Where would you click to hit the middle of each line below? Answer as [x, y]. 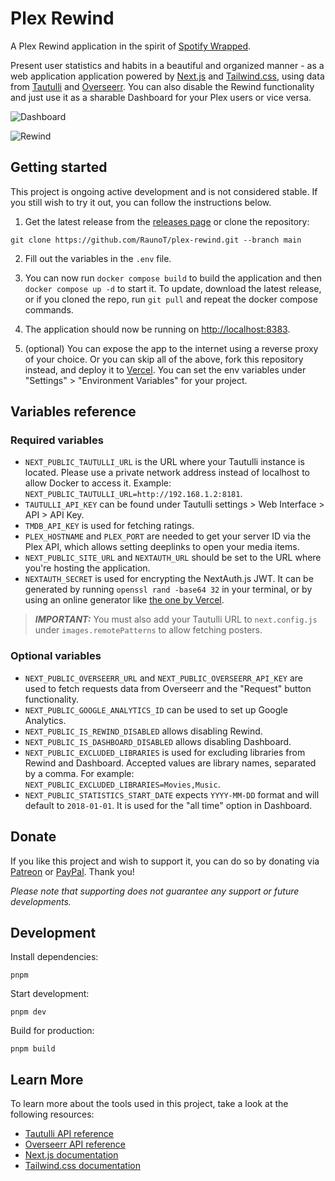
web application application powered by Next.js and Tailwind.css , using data [167, 76]
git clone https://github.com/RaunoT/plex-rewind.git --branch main [156, 240]
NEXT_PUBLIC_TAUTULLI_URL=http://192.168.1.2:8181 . [133, 494]
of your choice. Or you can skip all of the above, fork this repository [164, 359]
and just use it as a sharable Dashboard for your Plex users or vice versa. [161, 97]
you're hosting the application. [87, 568]
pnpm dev [28, 1012]
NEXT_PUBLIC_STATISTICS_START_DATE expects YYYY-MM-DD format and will [172, 794]
